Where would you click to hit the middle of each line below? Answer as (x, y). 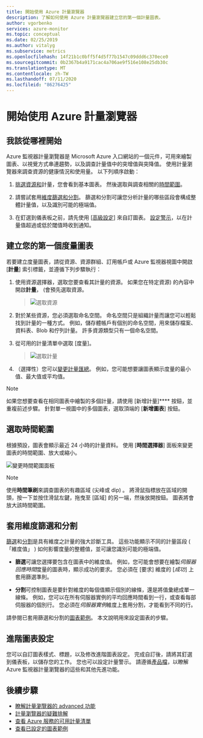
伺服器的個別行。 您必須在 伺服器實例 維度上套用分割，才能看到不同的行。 (105, 605)
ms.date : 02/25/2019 (32, 40)
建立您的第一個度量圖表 (50, 246)
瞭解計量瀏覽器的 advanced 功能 (55, 706)
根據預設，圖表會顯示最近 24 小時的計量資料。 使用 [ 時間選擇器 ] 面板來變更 (100, 445)
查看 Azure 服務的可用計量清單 (53, 721)
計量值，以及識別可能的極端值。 (60, 205)
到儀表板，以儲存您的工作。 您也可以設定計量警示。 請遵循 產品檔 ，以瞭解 (97, 662)
